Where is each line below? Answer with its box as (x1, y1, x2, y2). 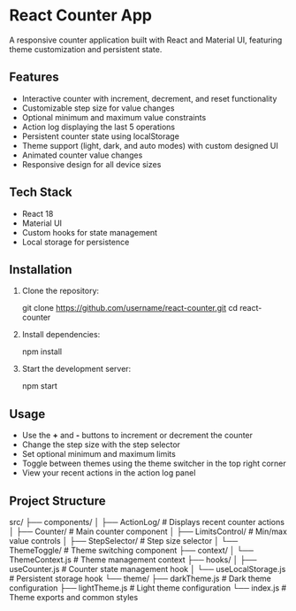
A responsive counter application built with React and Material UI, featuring (9, 35, 283, 45)
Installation (9, 262, 72, 277)
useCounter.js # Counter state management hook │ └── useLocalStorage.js (9, 564, 286, 574)
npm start (21, 381, 57, 391)
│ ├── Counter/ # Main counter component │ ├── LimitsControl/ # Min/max (9, 526, 287, 537)
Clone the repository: (21, 285, 100, 297)
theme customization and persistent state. (9, 43, 163, 54)
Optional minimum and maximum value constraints (21, 112, 207, 122)
